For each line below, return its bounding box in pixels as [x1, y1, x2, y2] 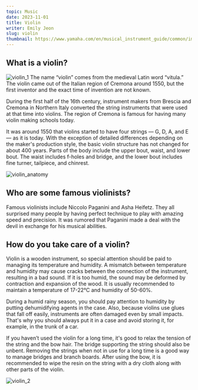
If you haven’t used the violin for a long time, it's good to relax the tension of [6, 334, 192, 342]
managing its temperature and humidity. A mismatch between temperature [6, 261, 187, 269]
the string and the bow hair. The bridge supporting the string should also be [6, 341, 190, 348]
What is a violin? [6, 58, 68, 68]
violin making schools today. [6, 116, 75, 123]
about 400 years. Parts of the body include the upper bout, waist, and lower [6, 147, 190, 154]
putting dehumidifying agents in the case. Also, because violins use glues [6, 304, 184, 311]
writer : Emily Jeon [6, 25, 54, 31]
